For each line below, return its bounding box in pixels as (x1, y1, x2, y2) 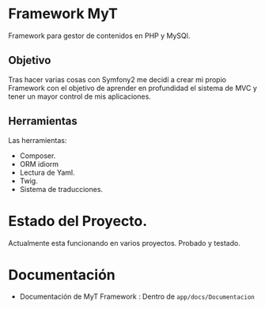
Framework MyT (8, 5, 119, 23)
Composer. (19, 151, 56, 160)
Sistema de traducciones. (19, 184, 104, 194)
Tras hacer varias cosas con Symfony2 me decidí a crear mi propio (8, 74, 227, 84)
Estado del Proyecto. (8, 212, 148, 230)
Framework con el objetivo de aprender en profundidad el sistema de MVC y (8, 83, 257, 92)
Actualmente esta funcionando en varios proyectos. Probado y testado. (8, 238, 241, 247)
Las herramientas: (8, 135, 67, 145)
